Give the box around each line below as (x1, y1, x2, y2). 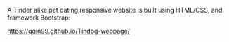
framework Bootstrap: (7, 13, 71, 22)
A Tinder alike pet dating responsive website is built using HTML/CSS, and (7, 6, 223, 14)
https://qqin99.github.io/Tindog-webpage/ (7, 27, 130, 35)
